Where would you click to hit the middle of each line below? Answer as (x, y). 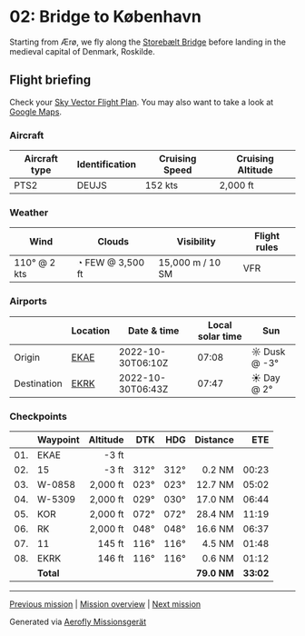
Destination (39, 383)
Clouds (113, 242)
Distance (214, 440)
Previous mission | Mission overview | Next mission (105, 604)
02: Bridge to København (105, 17)
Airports (28, 302)
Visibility (196, 242)
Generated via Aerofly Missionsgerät (78, 621)
